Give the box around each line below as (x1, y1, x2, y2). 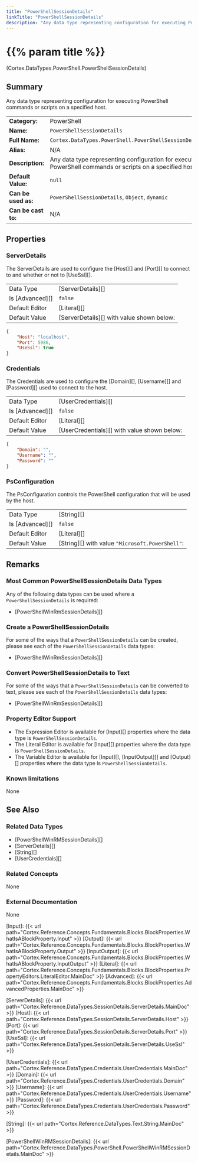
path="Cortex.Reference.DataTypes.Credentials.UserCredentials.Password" (6, 1103, 190, 1110)
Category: (9, 117, 38, 125)
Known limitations (6, 774, 60, 782)
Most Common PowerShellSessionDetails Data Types (6, 577, 162, 585)
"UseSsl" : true (16, 345, 54, 351)
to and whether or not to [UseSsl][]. (6, 271, 93, 278)
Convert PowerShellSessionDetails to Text (6, 669, 130, 677)
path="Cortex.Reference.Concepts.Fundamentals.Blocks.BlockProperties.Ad (6, 979, 192, 986)
